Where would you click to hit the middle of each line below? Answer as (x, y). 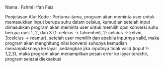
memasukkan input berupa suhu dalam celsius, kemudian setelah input (78, 22)
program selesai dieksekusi (33, 59)
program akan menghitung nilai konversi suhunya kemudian (66, 43)
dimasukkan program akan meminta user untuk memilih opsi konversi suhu (82, 27)
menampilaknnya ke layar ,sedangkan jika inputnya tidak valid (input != (78, 48)
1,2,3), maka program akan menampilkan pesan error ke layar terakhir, (77, 54)
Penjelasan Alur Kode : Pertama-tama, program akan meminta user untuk (80, 17)
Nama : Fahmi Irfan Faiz (29, 7)
